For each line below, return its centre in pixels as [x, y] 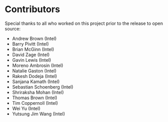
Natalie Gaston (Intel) [34, 71]
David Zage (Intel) [31, 55]
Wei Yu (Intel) [26, 108]
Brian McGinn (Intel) [33, 49]
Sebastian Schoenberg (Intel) [43, 87]
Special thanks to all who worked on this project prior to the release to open [84, 23]
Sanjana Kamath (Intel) [36, 82]
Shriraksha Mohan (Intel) [38, 92]
